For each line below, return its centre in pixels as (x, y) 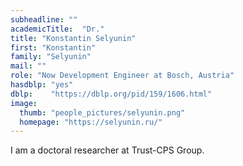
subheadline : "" (44, 19)
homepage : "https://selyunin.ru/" (91, 122)
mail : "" (28, 66)
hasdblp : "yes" (42, 85)
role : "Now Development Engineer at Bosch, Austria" (122, 76)
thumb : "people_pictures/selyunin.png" (102, 112)
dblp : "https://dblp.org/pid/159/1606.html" (111, 94)
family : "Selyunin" (51, 57)
